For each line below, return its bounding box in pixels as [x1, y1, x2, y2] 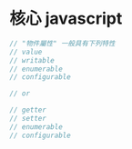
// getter [9, 105, 47, 114]
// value [9, 47, 43, 56]
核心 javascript [9, 8, 123, 29]
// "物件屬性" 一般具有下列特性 [9, 38, 116, 48]
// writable [9, 55, 55, 65]
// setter [9, 114, 47, 124]
